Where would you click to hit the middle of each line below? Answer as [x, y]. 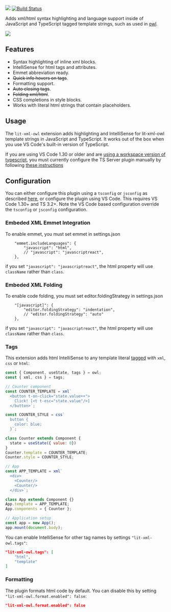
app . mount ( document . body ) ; [34, 528]
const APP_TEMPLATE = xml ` [34, 471]
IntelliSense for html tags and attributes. [55, 67]
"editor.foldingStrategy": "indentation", [69, 310]
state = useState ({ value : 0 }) [43, 443]
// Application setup [28, 518]
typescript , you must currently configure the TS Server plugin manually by [83, 160]
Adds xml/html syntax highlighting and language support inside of [75, 18]
